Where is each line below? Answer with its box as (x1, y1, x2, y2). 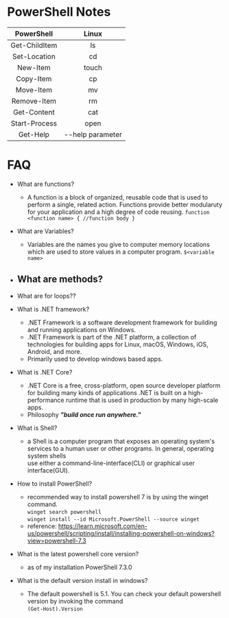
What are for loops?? (16, 292, 77, 300)
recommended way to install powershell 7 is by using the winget (27, 492, 209, 501)
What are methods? (16, 274, 104, 285)
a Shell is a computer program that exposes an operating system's (27, 437, 215, 445)
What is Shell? (16, 423, 58, 432)
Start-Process (10, 118, 57, 128)
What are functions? (16, 180, 75, 188)
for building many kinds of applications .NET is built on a (27, 388, 187, 396)
